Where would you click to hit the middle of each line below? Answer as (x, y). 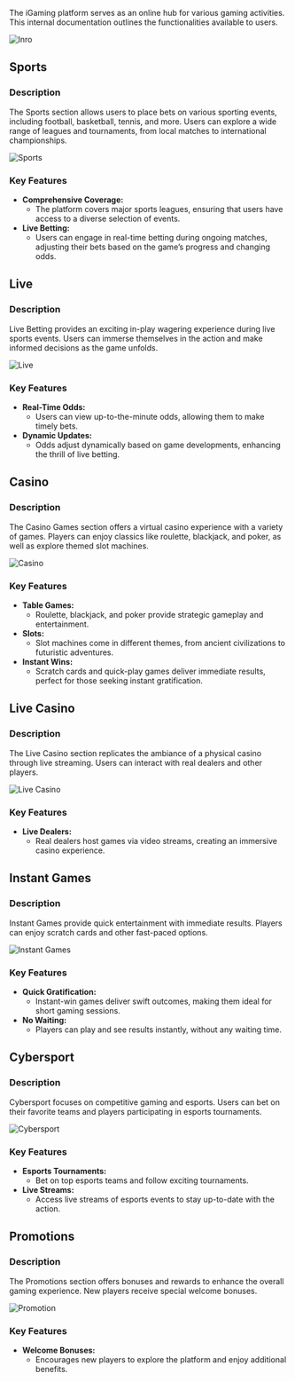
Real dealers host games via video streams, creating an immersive (156, 840)
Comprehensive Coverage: (73, 200)
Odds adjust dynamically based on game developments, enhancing (158, 445)
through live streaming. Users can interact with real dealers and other (136, 762)
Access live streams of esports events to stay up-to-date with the (155, 1199)
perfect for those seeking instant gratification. (119, 680)
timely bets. (56, 426)
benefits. (51, 1369)
